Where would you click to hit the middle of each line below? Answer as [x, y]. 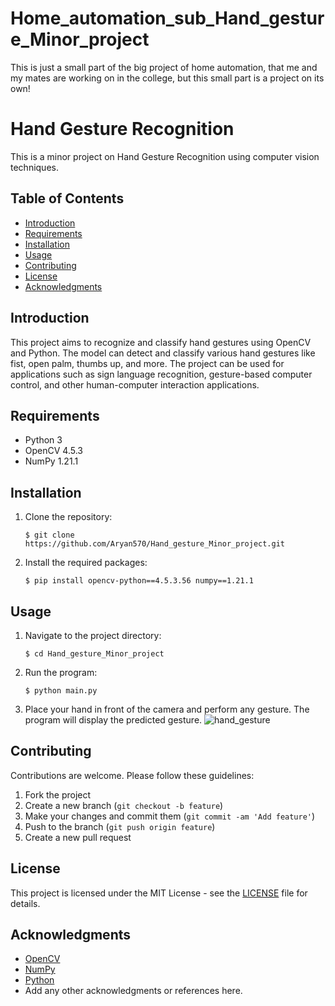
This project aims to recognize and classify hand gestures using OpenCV [161, 342]
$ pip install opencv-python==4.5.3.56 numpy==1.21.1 [139, 581]
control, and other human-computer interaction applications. [135, 384]
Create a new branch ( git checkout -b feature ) [124, 805]
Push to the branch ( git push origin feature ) [120, 826]
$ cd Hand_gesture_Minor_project [94, 653]
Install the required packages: [86, 563]
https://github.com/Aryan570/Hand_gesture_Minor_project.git [155, 544]
